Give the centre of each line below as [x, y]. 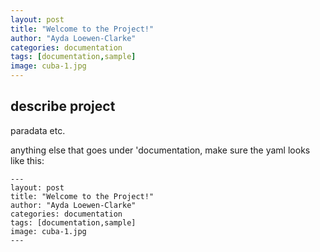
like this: [27, 160]
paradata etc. [38, 130]
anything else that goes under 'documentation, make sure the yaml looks [160, 150]
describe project [63, 106]
